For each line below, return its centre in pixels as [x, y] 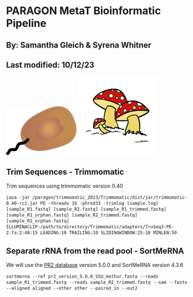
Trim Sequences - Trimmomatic [65, 172]
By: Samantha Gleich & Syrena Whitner [79, 45]
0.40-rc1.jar [22, 203]
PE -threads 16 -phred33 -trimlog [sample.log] [99, 203]
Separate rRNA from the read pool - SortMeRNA [95, 251]
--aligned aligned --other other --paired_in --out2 [72, 288]
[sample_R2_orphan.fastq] [38, 221]
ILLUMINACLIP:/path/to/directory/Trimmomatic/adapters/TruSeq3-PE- [90, 227]
